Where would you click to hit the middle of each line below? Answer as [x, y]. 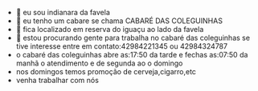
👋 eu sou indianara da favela [63, 12]
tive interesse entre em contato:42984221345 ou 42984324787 [121, 46]
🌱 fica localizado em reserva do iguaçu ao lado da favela [110, 29]
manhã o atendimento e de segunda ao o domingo [99, 63]
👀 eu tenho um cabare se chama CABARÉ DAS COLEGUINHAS [119, 21]
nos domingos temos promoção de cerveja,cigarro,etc [106, 71]
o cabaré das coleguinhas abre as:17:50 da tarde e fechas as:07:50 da [132, 55]
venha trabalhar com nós [57, 80]
